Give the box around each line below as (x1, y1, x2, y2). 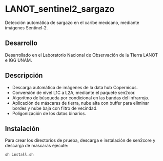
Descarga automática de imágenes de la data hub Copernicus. (12, 84, 138, 90)
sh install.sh (5, 152, 34, 157)
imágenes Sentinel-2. (5, 24, 48, 30)
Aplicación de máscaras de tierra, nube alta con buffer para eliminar (12, 100, 149, 106)
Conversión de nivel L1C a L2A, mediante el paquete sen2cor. (12, 90, 136, 95)
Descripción (5, 71, 43, 80)
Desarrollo (5, 39, 38, 47)
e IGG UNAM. (5, 57, 32, 63)
